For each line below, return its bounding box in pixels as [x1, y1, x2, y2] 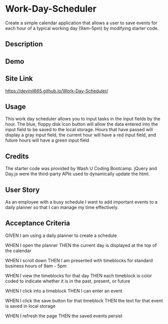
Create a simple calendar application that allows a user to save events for [5, 20, 157, 26]
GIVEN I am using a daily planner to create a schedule [5, 232, 117, 238]
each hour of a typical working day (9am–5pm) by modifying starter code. [5, 25, 159, 31]
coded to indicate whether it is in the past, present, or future [5, 278, 130, 284]
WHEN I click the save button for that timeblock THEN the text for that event [5, 297, 163, 304]
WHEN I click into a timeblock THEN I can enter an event [5, 288, 123, 294]
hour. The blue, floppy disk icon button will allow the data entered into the [5, 121, 158, 127]
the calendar [5, 248, 32, 254]
